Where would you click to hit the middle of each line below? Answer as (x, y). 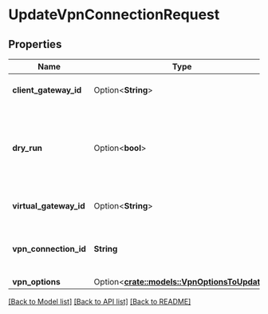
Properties (35, 44)
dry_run (27, 148)
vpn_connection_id (49, 249)
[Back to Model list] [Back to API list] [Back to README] (100, 302)
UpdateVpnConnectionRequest (114, 15)
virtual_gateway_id (49, 206)
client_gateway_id (47, 90)
